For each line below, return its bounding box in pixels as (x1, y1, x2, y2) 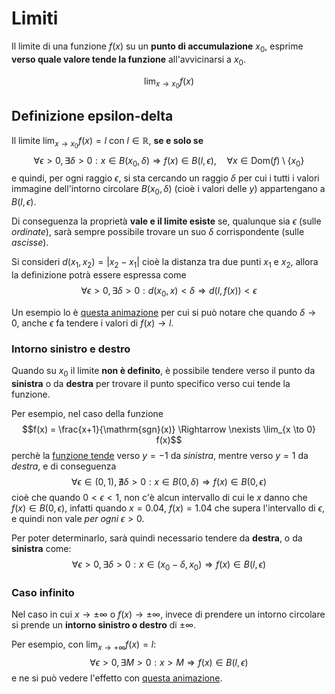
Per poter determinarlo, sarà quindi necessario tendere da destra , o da (11, 532, 303, 544)
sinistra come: (11, 542, 72, 554)
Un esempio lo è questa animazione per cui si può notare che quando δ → (11, 306, 317, 318)
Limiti (11, 7, 59, 30)
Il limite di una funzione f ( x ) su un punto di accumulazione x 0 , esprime (11, 40, 304, 54)
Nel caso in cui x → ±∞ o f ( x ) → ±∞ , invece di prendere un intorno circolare (11, 608, 326, 620)
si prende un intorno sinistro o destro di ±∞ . (11, 618, 197, 631)
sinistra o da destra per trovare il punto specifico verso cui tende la (11, 377, 291, 389)
